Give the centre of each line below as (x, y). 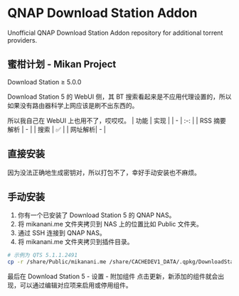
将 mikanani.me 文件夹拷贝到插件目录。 (75, 242)
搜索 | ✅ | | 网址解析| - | (72, 129)
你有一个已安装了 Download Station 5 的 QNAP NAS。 (96, 215)
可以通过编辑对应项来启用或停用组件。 (76, 285)
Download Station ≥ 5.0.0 (44, 82)
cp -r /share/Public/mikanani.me (57, 262)
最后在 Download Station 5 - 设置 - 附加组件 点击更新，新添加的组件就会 (113, 276)
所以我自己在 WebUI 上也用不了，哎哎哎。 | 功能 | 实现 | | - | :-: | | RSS (110, 120)
